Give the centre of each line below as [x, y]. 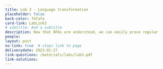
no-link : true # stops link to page [43, 46]
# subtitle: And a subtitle [34, 28]
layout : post [18, 41]
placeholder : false [25, 14]
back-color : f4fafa [25, 18]
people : [13, 37]
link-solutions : [21, 59]
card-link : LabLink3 [26, 23]
